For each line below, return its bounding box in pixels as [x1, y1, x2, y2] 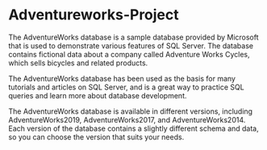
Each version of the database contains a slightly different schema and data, [8, 123, 260, 133]
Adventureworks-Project [8, 6, 179, 24]
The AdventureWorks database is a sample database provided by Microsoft [8, 32, 260, 42]
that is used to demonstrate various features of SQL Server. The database [8, 40, 254, 50]
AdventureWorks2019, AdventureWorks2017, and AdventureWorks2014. [8, 115, 246, 124]
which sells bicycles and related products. [8, 58, 148, 68]
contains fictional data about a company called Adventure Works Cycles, [8, 49, 250, 59]
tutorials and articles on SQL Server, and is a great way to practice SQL [8, 82, 244, 92]
